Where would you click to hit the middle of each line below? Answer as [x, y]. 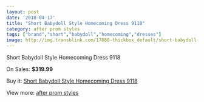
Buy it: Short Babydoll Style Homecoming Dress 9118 [72, 81]
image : [15, 40]
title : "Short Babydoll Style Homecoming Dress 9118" [76, 23]
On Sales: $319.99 [30, 69]
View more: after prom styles [42, 93]
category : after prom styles [43, 29]
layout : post [23, 12]
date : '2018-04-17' [31, 18]
